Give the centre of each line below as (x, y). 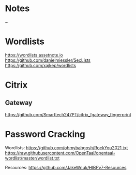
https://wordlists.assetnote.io (34, 55)
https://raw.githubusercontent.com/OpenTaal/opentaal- (60, 153)
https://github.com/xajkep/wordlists (41, 65)
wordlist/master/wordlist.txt (32, 158)
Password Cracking (45, 134)
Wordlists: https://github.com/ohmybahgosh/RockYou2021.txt (67, 148)
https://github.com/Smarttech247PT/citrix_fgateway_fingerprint (68, 114)
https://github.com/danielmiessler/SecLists (48, 60)
